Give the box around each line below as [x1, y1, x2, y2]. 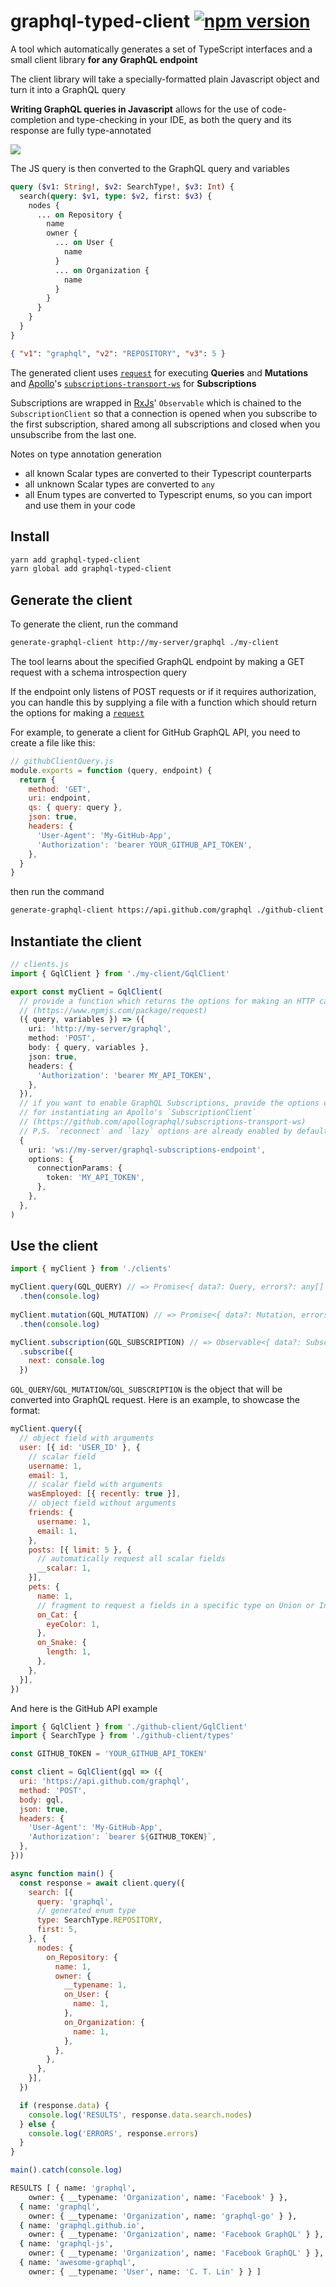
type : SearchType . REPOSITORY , [36, 1915, 163, 1925]
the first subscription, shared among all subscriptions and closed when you [10, 418, 321, 430]
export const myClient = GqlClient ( [10, 986, 163, 997]
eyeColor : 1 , [46, 1619, 101, 1629]
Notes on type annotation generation [10, 448, 162, 460]
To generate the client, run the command [10, 618, 179, 630]
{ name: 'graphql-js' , [19, 2239, 114, 2249]
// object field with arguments [19, 1433, 155, 1444]
